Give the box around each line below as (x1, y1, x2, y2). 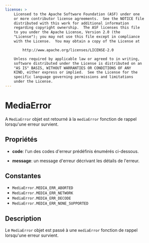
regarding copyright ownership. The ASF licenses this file (14, 25, 140, 30)
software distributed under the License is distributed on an (14, 61, 142, 66)
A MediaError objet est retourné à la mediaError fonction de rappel (5, 116, 137, 122)
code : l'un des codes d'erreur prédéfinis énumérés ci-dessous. (12, 148, 139, 154)
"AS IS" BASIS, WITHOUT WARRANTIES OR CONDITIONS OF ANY (14, 65, 132, 71)
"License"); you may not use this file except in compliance (14, 35, 140, 39)
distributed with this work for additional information (14, 20, 130, 26)
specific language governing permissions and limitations (14, 75, 133, 79)
